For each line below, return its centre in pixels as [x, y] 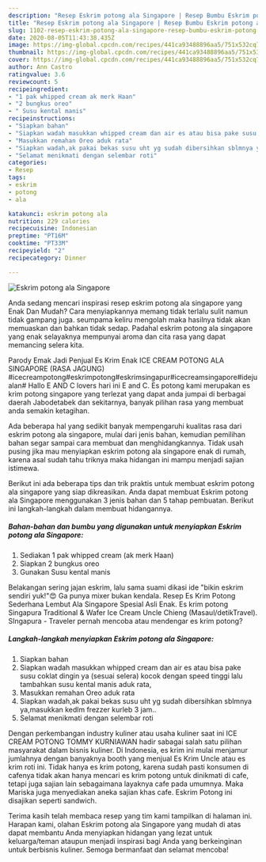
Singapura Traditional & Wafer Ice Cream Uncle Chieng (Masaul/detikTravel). [133, 612]
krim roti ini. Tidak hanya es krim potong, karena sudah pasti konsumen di [129, 767]
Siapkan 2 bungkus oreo [59, 564]
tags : [17, 178]
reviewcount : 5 [33, 82]
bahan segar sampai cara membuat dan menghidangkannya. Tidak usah [126, 442]
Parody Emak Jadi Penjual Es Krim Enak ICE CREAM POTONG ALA [116, 360]
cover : [19, 60]
